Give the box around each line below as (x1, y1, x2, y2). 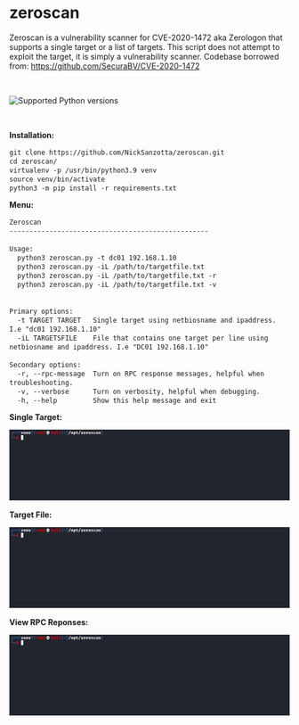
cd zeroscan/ (9, 157, 58, 166)
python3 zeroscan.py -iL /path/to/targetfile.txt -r (17, 271, 217, 280)
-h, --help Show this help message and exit (17, 396, 217, 405)
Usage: (9, 244, 34, 253)
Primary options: (9, 307, 74, 316)
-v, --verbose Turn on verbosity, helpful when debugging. (17, 387, 261, 396)
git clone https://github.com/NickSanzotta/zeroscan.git (9, 148, 225, 157)
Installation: (9, 129, 55, 140)
